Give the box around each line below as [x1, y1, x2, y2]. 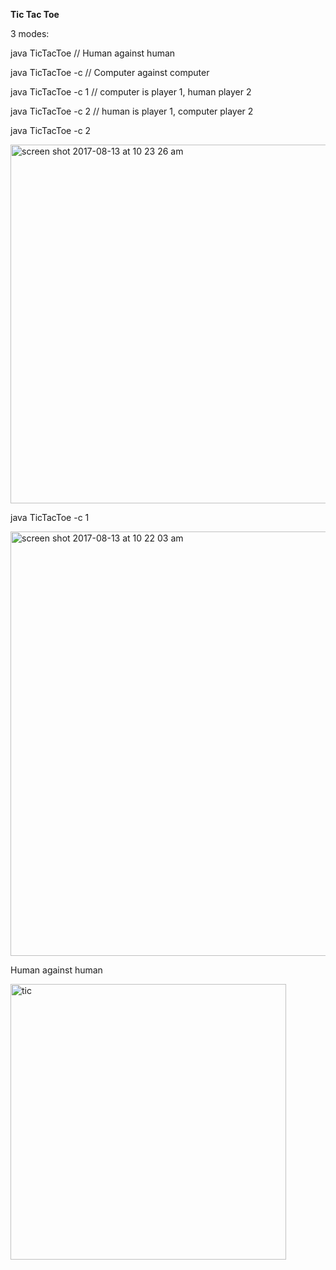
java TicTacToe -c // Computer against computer [10, 67, 210, 78]
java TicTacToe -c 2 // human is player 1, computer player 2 [10, 105, 254, 117]
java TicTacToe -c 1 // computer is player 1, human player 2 [10, 86, 252, 98]
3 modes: [10, 28, 50, 39]
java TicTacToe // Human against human [10, 47, 176, 59]
